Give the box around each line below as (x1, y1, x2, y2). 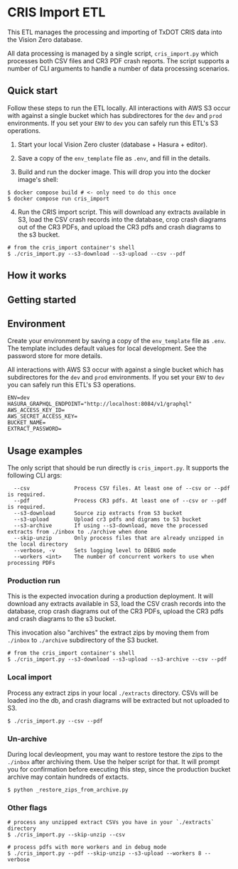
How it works (7, 269, 67, 281)
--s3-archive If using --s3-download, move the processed (13, 522, 208, 529)
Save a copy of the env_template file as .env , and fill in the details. (17, 153, 211, 162)
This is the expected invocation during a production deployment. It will (7, 592, 213, 600)
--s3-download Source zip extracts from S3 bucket (13, 509, 183, 517)
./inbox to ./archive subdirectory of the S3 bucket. (7, 636, 158, 644)
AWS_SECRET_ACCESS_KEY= (7, 413, 78, 420)
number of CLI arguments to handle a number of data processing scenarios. (7, 64, 229, 72)
